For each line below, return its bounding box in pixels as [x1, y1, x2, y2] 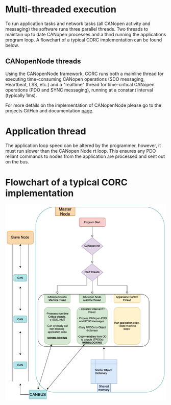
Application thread [5, 125, 86, 137]
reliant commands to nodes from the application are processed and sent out [5, 153, 165, 159]
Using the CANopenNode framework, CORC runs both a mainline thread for [5, 70, 164, 77]
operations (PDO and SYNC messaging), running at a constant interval [5, 87, 153, 93]
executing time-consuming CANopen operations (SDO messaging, [5, 76, 145, 82]
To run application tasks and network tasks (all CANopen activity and [5, 20, 151, 27]
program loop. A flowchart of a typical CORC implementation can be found [5, 37, 162, 43]
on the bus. [5, 158, 29, 164]
